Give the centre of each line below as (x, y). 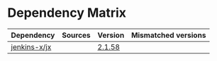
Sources (76, 35)
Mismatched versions (168, 35)
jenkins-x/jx (31, 47)
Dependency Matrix (67, 13)
